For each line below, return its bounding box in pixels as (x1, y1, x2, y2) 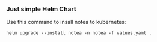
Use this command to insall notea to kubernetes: (6, 19, 126, 26)
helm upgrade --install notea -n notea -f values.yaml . (6, 30, 152, 36)
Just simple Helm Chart (6, 5, 76, 13)
